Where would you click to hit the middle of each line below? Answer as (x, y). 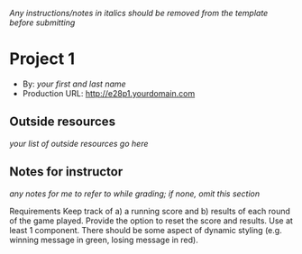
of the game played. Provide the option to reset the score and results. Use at (151, 221)
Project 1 (42, 59)
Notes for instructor (66, 172)
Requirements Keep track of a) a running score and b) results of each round (150, 211)
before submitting (42, 23)
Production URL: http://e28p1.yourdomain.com (109, 93)
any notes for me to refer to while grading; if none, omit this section (135, 194)
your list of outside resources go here (79, 143)
